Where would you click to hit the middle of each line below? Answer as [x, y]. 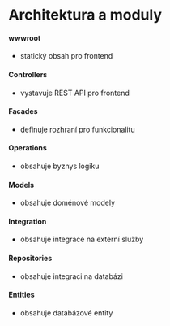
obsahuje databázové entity [66, 313]
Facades [23, 111]
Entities [21, 295]
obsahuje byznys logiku [59, 166]
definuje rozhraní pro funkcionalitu [77, 129]
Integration [28, 221]
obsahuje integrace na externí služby [82, 239]
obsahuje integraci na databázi [72, 276]
